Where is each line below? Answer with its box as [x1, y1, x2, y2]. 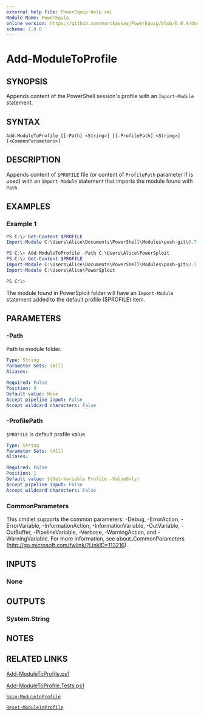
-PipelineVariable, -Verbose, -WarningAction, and [33, 528, 157, 536]
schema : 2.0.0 [6, 26, 42, 32]
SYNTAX [6, 116, 41, 127]
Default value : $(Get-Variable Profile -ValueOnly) [6, 476, 140, 482]
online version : [6, 20, 47, 26]
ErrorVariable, [6, 522, 41, 529]
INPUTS [6, 559, 36, 570]
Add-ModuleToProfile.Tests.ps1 [6, 682, 85, 689]
